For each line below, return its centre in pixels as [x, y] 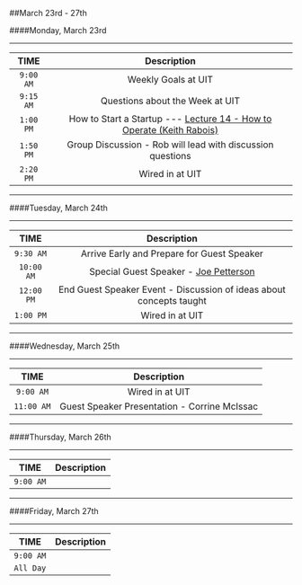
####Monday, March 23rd [58, 30]
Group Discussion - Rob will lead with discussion [170, 145]
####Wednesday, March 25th [65, 346]
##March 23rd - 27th [48, 13]
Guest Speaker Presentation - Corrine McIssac [159, 406]
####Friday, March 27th [54, 511]
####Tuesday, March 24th [58, 208]
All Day [30, 568]
